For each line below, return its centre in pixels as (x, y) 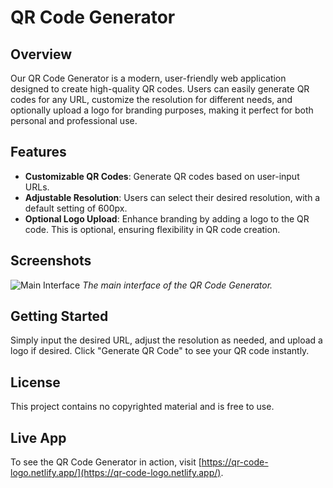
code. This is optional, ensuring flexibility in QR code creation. (152, 229)
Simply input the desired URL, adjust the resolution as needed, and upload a (166, 340)
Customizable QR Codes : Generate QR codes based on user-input (162, 176)
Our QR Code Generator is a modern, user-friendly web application (148, 78)
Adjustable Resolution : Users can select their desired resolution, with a (172, 197)
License (35, 382)
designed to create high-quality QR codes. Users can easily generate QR (160, 89)
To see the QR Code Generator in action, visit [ (106, 462)
